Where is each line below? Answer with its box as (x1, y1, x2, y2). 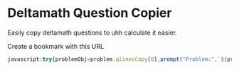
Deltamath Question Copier (7, 5, 172, 21)
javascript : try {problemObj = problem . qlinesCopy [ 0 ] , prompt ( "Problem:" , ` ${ (7, 55, 228, 63)
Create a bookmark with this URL (7, 42, 105, 50)
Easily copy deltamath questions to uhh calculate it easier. (7, 28, 178, 37)
